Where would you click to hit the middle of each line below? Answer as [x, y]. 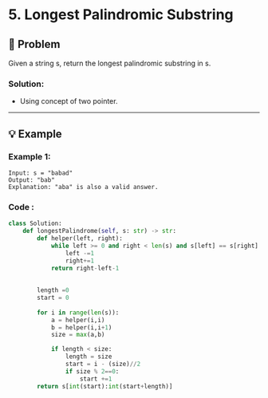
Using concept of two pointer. [69, 101]
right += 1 [79, 261]
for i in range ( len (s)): [78, 313]
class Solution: [35, 224]
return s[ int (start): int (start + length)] [105, 386]
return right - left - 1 [85, 268]
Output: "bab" [32, 180]
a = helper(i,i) [78, 320]
